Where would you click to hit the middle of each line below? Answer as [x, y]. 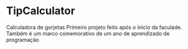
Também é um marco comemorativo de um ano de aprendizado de [88, 33]
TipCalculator [41, 11]
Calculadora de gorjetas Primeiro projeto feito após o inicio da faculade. [94, 27]
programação [23, 40]
